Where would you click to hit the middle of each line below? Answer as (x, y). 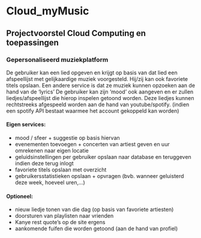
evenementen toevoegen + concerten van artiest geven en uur (92, 144)
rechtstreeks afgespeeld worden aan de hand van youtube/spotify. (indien (98, 104)
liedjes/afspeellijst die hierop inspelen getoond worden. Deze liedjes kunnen (100, 98)
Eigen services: (26, 125)
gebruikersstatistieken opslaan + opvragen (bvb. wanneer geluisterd (99, 176)
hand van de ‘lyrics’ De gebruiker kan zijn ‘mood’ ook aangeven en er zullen (100, 92)
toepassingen (32, 42)
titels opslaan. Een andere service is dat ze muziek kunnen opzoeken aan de (101, 85)
